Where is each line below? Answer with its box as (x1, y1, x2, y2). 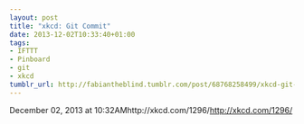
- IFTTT (9, 47, 39, 56)
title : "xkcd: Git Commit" (9, 22, 111, 31)
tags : (9, 38, 30, 48)
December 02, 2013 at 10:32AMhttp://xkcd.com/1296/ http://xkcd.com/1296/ (9, 104, 293, 115)
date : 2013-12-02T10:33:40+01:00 (9, 30, 136, 39)
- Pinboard (9, 55, 51, 64)
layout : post (9, 13, 59, 22)
